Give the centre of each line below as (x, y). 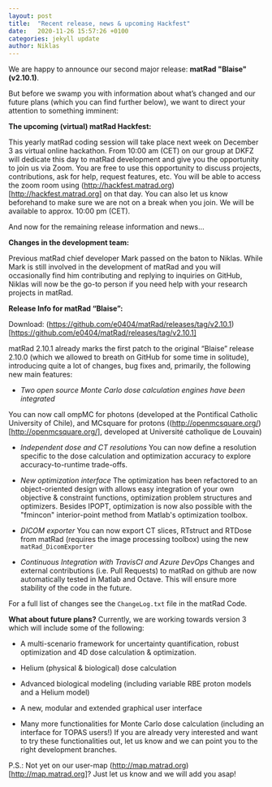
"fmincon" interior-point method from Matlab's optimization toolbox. (134, 515)
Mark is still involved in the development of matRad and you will (114, 267)
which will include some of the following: (76, 628)
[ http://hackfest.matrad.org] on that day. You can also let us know (119, 194)
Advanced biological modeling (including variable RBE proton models (136, 684)
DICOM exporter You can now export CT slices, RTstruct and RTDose (136, 531)
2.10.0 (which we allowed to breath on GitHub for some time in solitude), (129, 357)
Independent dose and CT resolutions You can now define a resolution (138, 448)
